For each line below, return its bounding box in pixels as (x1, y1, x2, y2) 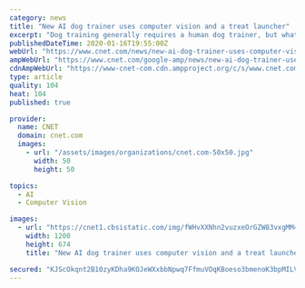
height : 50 (33, 164, 75, 174)
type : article (9, 73, 64, 82)
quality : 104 (9, 81, 59, 90)
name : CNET (17, 123, 59, 132)
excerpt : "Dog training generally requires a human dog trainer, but (9, 30, 279, 39)
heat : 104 (9, 89, 47, 98)
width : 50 (33, 156, 71, 165)
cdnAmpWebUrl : (9, 65, 64, 74)
